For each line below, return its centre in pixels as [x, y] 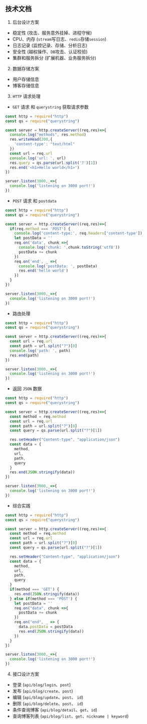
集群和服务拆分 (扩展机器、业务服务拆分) [54, 58]
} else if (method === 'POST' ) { [44, 599]
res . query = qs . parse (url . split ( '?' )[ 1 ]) [54, 163]
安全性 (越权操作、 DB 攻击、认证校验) [50, 51]
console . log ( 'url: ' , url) [38, 158]
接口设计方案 [26, 674]
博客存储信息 [26, 85]
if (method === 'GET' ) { [34, 589]
